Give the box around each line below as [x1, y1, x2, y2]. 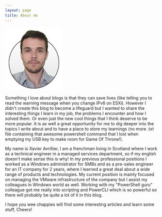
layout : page [5, 8, 32, 13]
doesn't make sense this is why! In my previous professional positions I [5, 156, 147, 162]
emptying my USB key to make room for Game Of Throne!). [5, 136, 123, 142]
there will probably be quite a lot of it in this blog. [5, 192, 103, 198]
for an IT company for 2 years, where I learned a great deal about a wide [5, 166, 150, 172]
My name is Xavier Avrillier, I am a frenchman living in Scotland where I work [5, 146, 158, 151]
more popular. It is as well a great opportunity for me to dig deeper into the [5, 120, 154, 126]
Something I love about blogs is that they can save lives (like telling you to [5, 95, 152, 100]
